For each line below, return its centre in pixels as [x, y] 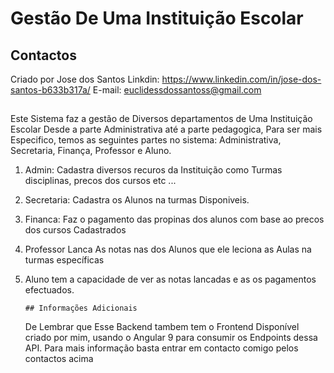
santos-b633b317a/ [50, 90]
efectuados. [49, 290]
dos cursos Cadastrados [75, 230]
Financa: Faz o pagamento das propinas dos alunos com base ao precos [174, 219]
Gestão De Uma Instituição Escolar [157, 18]
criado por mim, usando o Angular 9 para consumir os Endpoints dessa [171, 338]
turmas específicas [64, 260]
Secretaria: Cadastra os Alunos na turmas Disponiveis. [137, 200]
